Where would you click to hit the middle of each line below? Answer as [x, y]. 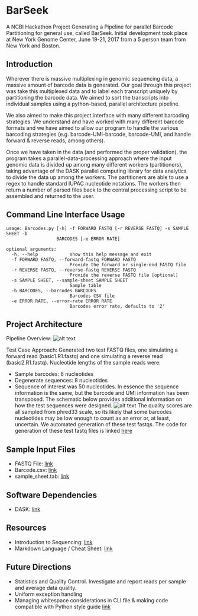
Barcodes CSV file [92, 296]
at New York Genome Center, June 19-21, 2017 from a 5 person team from [96, 39]
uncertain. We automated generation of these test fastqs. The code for [101, 425]
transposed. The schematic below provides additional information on [98, 399]
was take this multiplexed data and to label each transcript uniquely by [92, 91]
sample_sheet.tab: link [42, 476]
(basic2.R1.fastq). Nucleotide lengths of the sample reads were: [83, 363]
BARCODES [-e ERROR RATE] [88, 239]
